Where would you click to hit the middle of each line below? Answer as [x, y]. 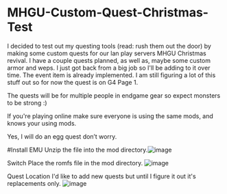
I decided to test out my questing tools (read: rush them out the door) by [109, 46]
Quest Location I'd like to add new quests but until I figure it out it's [102, 176]
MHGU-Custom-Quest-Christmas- [108, 13]
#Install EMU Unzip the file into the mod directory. [77, 150]
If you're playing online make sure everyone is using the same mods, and [110, 116]
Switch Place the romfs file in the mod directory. [75, 163]
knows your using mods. [42, 123]
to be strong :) [27, 102]
